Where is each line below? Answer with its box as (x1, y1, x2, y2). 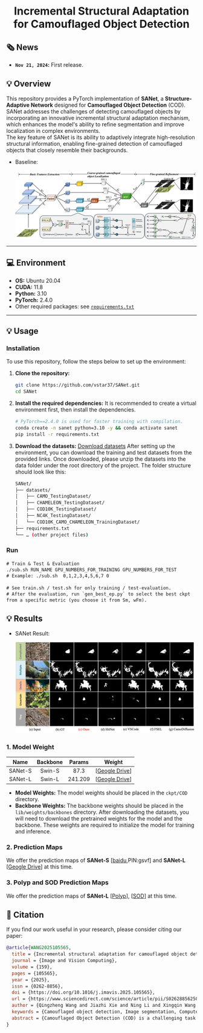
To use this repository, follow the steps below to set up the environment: (6, 358, 186, 365)
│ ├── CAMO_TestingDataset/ (14, 493, 92, 500)
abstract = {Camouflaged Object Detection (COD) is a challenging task (11, 1015, 196, 1021)
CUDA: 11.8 (14, 283, 43, 291)
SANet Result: (14, 629, 50, 637)
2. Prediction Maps (6, 842, 63, 851)
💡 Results (6, 614, 43, 624)
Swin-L (40, 776, 59, 783)
